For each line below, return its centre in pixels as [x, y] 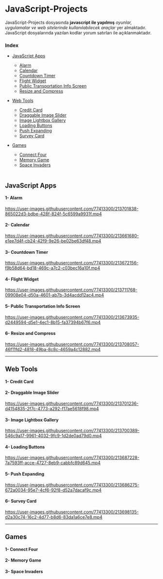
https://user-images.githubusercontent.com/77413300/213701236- [72, 404]
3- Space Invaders [24, 572]
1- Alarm [14, 198]
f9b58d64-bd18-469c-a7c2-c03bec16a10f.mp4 [53, 268]
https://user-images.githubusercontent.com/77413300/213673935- [72, 317]
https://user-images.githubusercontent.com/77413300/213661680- [72, 236]
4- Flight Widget [22, 279]
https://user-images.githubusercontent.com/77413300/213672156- [72, 263]
